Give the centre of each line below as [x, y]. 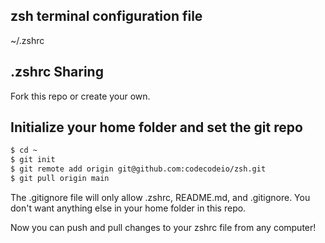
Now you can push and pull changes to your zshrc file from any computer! [163, 227]
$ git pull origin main [60, 179]
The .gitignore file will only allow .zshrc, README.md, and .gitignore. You [160, 197]
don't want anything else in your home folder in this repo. [128, 208]
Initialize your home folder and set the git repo [156, 127]
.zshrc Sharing [57, 72]
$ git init [33, 160]
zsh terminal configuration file [106, 16]
